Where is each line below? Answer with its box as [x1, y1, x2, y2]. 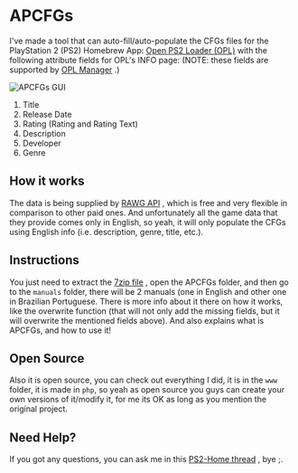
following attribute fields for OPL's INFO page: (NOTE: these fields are [9, 54, 269, 65]
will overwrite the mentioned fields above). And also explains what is [9, 315, 265, 326]
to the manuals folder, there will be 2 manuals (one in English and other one [9, 286, 287, 297]
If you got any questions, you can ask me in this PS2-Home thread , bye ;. [9, 454, 284, 465]
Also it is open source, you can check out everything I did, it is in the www [9, 374, 278, 385]
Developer [22, 137, 61, 148]
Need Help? [9, 430, 77, 445]
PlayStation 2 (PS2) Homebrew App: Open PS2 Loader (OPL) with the [9, 44, 268, 55]
